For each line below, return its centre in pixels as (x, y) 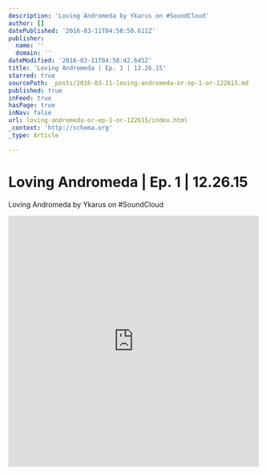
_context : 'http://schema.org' (60, 128)
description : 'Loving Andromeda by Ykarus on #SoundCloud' (109, 16)
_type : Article (34, 135)
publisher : (26, 38)
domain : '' (34, 53)
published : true (35, 90)
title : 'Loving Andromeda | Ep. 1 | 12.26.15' (87, 68)
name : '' (30, 46)
